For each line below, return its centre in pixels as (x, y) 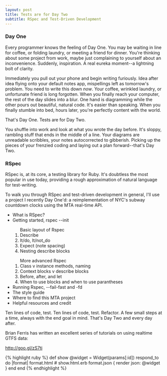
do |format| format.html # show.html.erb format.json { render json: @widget (83, 363)
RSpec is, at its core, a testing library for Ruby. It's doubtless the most (77, 174)
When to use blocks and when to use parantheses (71, 282)
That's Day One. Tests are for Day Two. (45, 120)
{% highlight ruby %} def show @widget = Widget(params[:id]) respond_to (82, 358)
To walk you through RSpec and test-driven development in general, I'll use (83, 194)
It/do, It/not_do (35, 240)
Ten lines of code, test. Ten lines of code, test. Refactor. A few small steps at (84, 313)
